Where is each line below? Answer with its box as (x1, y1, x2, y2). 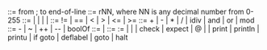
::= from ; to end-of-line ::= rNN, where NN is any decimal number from (7, 7, 244, 16)
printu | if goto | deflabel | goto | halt (7, 32, 128, 42)
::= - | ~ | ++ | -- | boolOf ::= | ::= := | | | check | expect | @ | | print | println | (7, 24, 260, 33)
